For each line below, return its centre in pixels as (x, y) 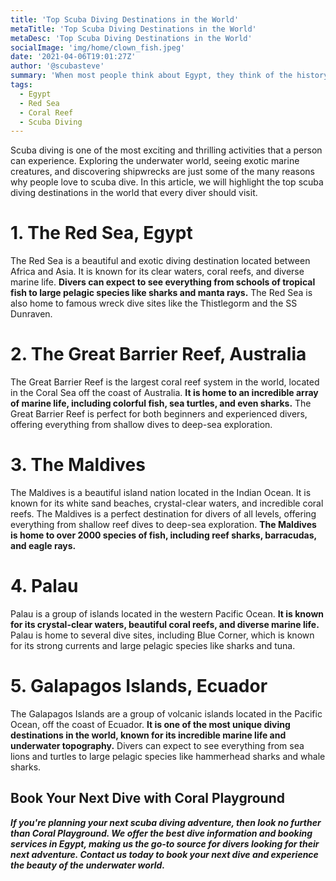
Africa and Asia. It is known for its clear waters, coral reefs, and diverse (157, 272)
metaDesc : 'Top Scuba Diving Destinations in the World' (131, 38)
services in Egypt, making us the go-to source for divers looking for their (165, 843)
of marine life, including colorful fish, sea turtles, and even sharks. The (161, 403)
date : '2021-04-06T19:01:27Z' (73, 57)
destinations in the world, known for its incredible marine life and (148, 735)
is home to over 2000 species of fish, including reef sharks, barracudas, (163, 535)
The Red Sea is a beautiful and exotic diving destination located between (160, 261)
